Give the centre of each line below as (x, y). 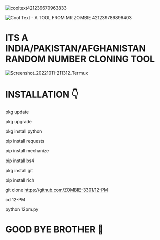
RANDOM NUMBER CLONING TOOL (80, 59)
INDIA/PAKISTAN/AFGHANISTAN (75, 49)
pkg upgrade (18, 121)
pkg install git (19, 170)
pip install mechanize (27, 150)
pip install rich (20, 180)
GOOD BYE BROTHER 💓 (54, 230)
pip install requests (25, 141)
